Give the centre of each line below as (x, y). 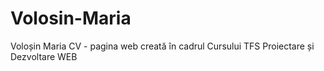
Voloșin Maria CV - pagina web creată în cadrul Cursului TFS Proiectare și (162, 46)
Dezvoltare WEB (44, 56)
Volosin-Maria (71, 18)
